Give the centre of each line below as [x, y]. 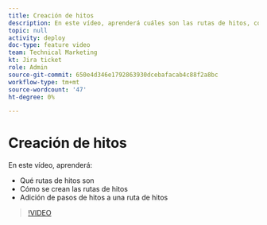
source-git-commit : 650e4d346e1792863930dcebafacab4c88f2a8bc [113, 75]
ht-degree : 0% [32, 97]
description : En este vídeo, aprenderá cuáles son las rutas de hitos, [129, 23]
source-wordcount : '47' [48, 89]
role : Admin [28, 68]
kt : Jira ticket [35, 60]
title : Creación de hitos [51, 16]
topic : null [28, 30]
